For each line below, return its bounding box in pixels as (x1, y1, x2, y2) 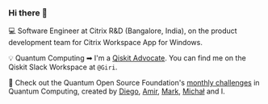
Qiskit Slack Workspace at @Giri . (8, 62, 118, 72)
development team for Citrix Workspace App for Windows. (8, 38, 203, 48)
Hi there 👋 (8, 7, 48, 19)
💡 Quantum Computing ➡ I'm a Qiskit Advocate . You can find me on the (8, 53, 246, 63)
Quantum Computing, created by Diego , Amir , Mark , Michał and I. (8, 86, 226, 96)
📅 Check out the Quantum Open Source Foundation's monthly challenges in (8, 78, 260, 88)
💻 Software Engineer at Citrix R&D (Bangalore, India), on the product (8, 26, 237, 35)
